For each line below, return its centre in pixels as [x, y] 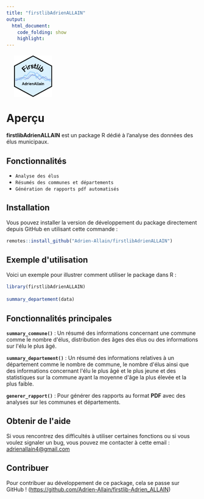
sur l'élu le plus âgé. [31, 346]
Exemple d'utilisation [47, 260]
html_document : [31, 26]
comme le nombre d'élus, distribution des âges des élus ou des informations [102, 339]
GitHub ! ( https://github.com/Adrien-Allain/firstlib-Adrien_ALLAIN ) [89, 489]
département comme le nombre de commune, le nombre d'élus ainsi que [98, 364]
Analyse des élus [37, 176]
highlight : [31, 39]
